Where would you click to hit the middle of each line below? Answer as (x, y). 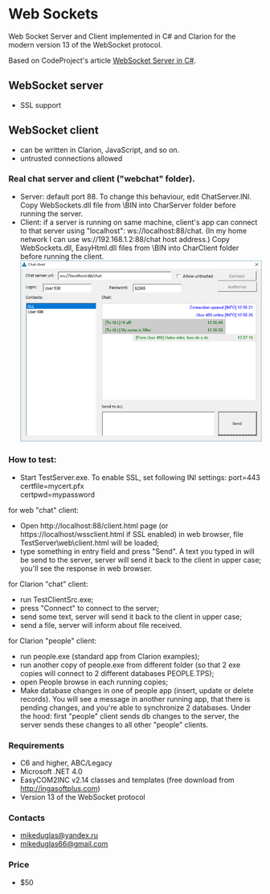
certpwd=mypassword (57, 494)
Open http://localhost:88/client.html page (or (94, 525)
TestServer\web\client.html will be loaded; (89, 543)
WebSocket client (53, 131)
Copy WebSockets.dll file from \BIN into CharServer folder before (128, 205)
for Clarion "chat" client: (48, 584)
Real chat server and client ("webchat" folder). (102, 179)
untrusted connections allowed (71, 158)
